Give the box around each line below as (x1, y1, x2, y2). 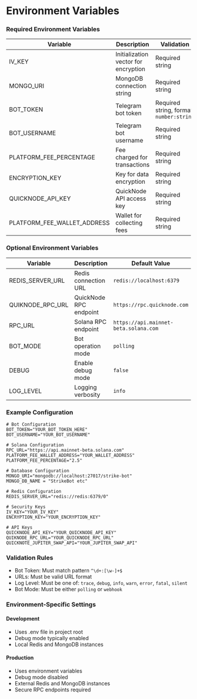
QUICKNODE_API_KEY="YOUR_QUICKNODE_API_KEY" (6, 530, 117, 536)
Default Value (131, 259, 171, 267)
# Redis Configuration (6, 489, 62, 495)
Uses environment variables (14, 667, 83, 674)
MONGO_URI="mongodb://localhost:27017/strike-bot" (6, 473, 133, 479)
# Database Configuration (6, 468, 69, 474)
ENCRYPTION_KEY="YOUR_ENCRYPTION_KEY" (6, 514, 101, 521)
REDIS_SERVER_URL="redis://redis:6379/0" (6, 493, 109, 500)
